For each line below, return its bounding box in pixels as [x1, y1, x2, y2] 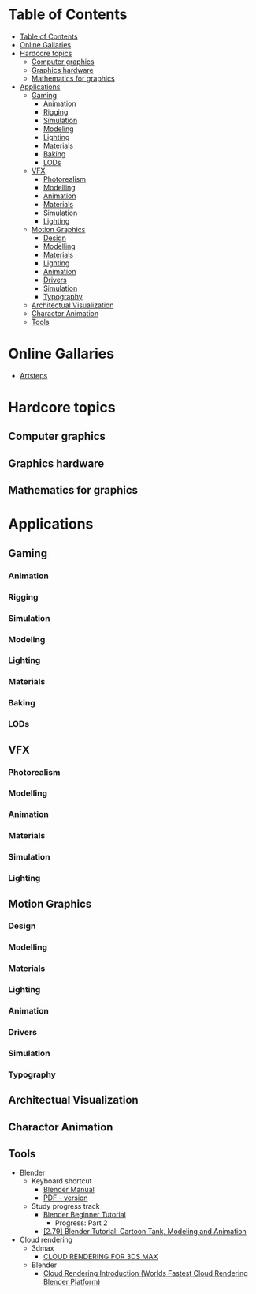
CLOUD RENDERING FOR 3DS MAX [43, 1252, 158, 1262]
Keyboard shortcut [31, 1176, 92, 1186]
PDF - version [43, 1193, 88, 1202]
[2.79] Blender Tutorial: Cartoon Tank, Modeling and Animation [43, 1227, 247, 1236]
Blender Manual [43, 1185, 95, 1194]
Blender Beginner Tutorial [43, 1210, 126, 1220]
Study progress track [31, 1202, 100, 1211]
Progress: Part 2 [54, 1218, 108, 1228]
